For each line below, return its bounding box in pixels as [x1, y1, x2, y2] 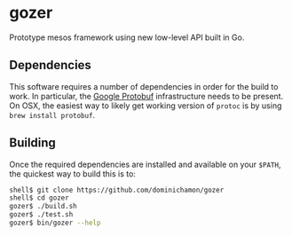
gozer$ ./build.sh [9, 202, 77, 211]
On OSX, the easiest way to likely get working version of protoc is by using [9, 100, 282, 111]
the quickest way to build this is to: [9, 168, 136, 179]
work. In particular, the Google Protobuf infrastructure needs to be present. [9, 90, 284, 101]
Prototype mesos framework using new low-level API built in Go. [9, 32, 245, 43]
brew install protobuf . [9, 109, 96, 120]
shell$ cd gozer [9, 193, 69, 202]
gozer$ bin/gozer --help [9, 218, 101, 228]
